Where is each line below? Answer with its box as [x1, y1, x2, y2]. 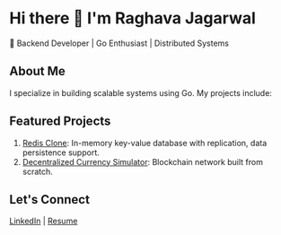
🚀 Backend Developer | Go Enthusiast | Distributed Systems [9, 38, 229, 48]
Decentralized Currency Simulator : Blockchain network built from [22, 156, 263, 167]
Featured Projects [9, 114, 111, 129]
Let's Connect [9, 192, 90, 207]
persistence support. [22, 147, 101, 158]
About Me [9, 64, 66, 79]
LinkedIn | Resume [9, 215, 78, 227]
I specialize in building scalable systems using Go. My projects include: [9, 87, 272, 98]
